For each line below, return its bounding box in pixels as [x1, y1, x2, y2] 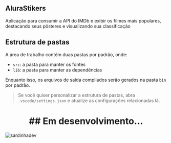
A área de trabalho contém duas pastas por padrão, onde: [5, 51, 128, 58]
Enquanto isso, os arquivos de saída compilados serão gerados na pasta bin [5, 77, 166, 83]
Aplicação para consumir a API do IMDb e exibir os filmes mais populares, [5, 17, 161, 23]
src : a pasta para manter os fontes [12, 61, 86, 67]
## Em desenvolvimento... [29, 115, 143, 127]
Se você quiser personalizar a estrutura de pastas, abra [17, 92, 135, 98]
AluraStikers [5, 4, 46, 13]
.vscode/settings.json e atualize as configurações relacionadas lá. [17, 97, 160, 104]
